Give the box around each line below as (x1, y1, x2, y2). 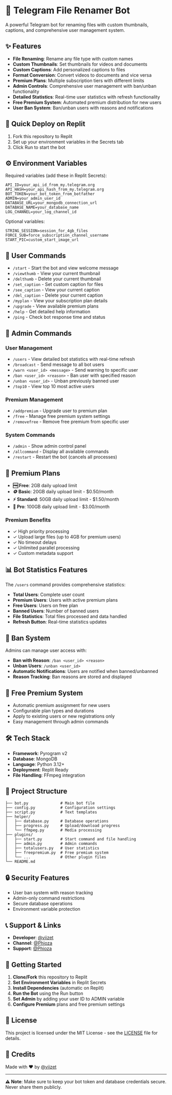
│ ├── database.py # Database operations (5, 818, 109, 823)
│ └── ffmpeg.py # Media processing (5, 828, 102, 833)
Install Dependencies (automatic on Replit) (12, 985, 104, 991)
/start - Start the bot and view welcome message (12, 265, 119, 271)
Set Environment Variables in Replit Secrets (12, 979, 106, 986)
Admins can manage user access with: (5, 647, 87, 654)
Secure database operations (12, 900, 73, 907)
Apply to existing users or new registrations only (12, 713, 115, 719)
